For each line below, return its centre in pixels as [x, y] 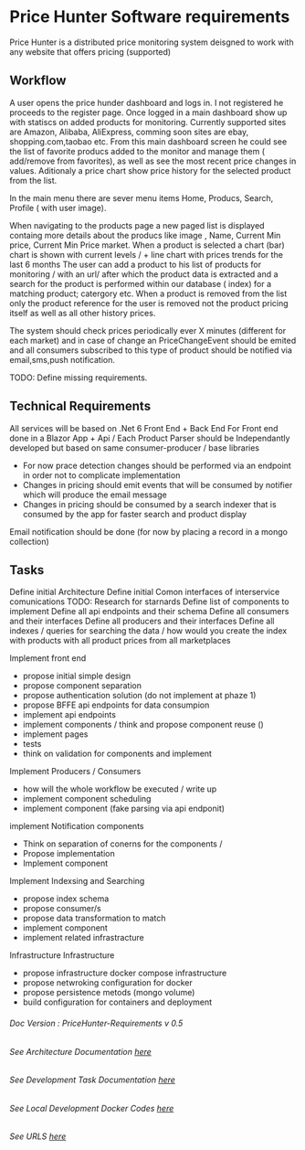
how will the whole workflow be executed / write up [120, 789]
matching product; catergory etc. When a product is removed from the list [148, 293]
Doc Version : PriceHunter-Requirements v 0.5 [96, 1023]
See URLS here [38, 1136]
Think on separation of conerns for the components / [122, 844]
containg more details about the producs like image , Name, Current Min [145, 235]
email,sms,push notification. [63, 359]
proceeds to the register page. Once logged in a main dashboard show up [148, 112]
